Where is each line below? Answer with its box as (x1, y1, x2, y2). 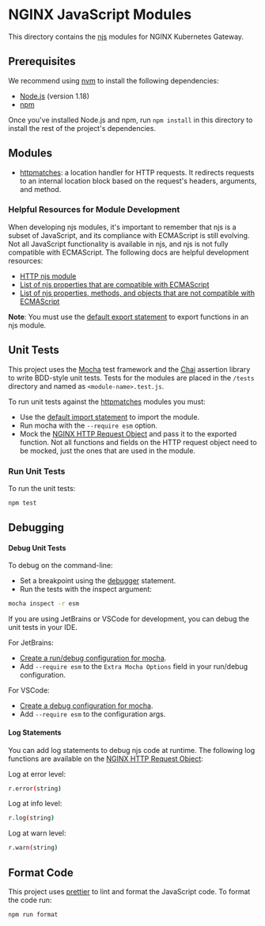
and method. (19, 184, 62, 194)
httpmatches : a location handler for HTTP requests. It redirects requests (19, 167, 255, 177)
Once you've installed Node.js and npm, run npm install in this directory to (8, 115, 253, 125)
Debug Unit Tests (8, 543, 66, 552)
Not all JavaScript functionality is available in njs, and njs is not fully (8, 239, 229, 248)
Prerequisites (8, 55, 76, 68)
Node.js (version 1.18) (19, 91, 89, 101)
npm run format (8, 910, 59, 918)
